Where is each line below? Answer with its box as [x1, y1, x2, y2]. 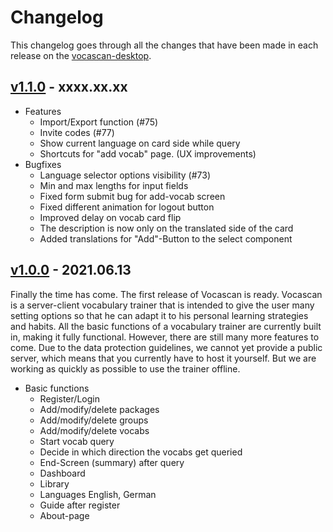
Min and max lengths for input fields [39, 179, 189, 191]
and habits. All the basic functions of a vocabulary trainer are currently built [10, 320, 322, 332]
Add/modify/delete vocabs [39, 424, 150, 436]
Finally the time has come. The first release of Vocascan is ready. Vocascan [10, 288, 323, 300]
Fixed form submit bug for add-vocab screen [39, 190, 226, 202]
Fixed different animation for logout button [39, 201, 215, 213]
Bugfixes [24, 158, 62, 170]
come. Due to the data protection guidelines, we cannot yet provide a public [10, 341, 323, 353]
